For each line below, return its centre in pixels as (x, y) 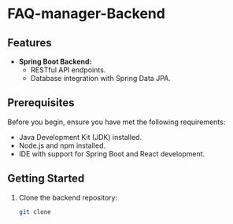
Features (30, 43)
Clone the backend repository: (68, 197)
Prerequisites (41, 103)
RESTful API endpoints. (68, 70)
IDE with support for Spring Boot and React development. (112, 153)
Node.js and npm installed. (62, 145)
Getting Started (46, 179)
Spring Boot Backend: (55, 61)
